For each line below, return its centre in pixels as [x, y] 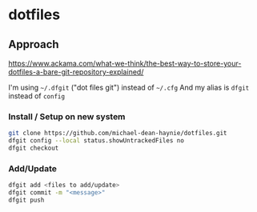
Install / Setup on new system [67, 116]
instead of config [37, 96]
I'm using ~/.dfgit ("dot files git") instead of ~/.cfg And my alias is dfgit [129, 87]
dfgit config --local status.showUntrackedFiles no [96, 141]
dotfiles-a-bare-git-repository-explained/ [76, 72]
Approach [34, 44]
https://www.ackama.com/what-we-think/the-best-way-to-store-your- [125, 63]
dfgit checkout [34, 148]
